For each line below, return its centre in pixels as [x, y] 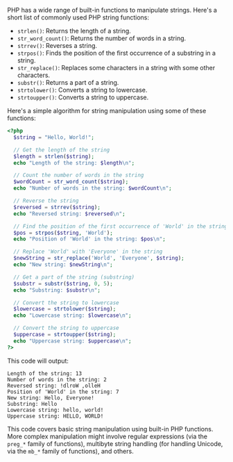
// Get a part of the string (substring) [74, 277]
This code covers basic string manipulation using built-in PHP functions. [110, 429]
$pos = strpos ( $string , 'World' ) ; [63, 233]
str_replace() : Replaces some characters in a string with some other [116, 68]
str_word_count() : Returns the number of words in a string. [102, 38]
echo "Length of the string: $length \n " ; [74, 163]
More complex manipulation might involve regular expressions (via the [107, 436]
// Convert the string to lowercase [66, 303]
